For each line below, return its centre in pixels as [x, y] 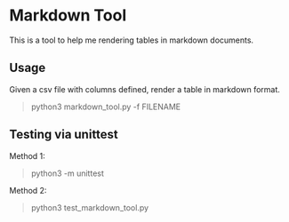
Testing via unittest [64, 135]
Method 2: [28, 190]
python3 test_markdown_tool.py [90, 207]
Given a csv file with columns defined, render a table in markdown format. [144, 89]
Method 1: [28, 155]
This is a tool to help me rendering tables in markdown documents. [132, 40]
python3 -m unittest [68, 173]
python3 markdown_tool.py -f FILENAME [106, 107]
